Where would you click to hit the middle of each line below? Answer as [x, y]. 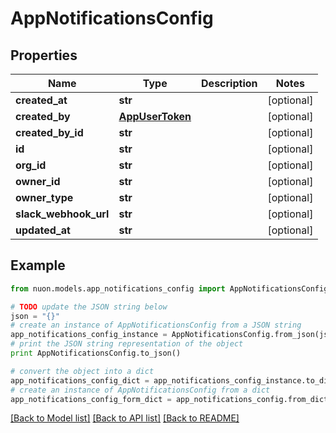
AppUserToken [155, 116]
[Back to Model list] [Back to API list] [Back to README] [125, 418]
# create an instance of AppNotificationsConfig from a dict [140, 390]
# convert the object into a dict [82, 371]
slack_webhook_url [62, 214]
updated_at [43, 230]
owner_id [38, 181]
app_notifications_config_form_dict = [91, 399]
